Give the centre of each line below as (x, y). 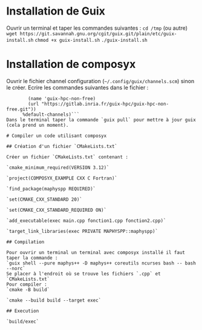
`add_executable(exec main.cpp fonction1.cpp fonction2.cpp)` (86, 221)
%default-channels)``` (51, 114)
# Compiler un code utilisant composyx (57, 136)
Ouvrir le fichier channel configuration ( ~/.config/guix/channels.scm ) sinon (100, 81)
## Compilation (25, 242)
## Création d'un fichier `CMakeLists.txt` (62, 146)
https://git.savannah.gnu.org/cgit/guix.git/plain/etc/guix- (98, 34)
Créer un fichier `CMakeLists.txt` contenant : (67, 157)
